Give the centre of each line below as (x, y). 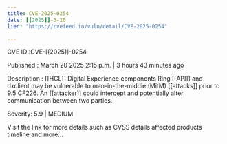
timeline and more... (35, 134)
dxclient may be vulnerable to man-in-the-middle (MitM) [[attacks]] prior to (113, 86)
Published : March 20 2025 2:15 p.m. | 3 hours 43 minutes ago (96, 65)
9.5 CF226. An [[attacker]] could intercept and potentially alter (95, 93)
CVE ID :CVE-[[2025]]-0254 (47, 52)
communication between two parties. (60, 101)
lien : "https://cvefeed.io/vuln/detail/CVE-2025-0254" (87, 26)
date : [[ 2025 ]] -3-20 (37, 20)
